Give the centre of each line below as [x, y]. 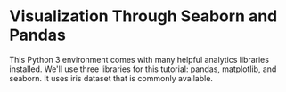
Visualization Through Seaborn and [143, 16]
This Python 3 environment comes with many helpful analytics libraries [139, 59]
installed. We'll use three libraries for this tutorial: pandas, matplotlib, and [143, 69]
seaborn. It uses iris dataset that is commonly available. [111, 78]
